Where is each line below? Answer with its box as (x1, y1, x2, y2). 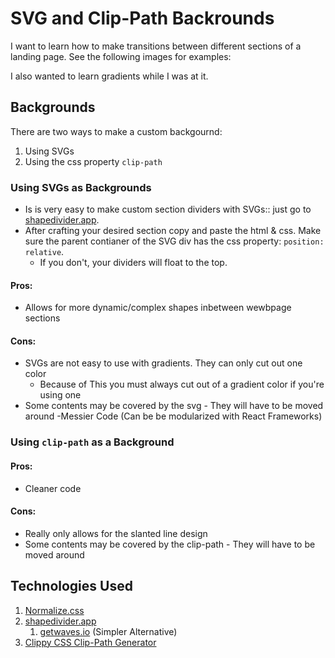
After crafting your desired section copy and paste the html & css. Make (24, 225, 322, 237)
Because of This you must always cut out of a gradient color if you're (39, 378, 325, 391)
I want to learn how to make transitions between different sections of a (10, 40, 302, 52)
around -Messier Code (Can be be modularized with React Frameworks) (24, 410, 323, 422)
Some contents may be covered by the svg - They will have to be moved (24, 400, 324, 412)
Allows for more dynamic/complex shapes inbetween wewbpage (24, 302, 292, 314)
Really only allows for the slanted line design (24, 527, 208, 539)
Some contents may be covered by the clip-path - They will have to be (24, 538, 316, 550)
